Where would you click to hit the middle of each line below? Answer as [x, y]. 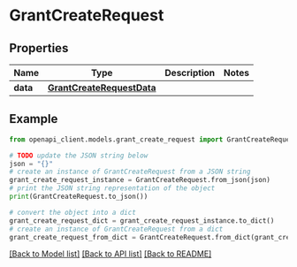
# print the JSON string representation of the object [112, 188]
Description [190, 73]
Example [34, 119]
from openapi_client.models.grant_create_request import [116, 139]
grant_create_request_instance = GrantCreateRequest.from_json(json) [140, 180]
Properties [39, 48]
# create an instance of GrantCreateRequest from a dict [116, 229]
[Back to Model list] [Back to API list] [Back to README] [110, 254]
